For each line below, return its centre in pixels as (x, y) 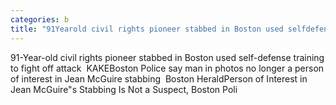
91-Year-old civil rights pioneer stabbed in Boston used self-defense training (167, 57)
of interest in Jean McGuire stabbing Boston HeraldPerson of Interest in (159, 78)
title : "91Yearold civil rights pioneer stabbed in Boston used (147, 29)
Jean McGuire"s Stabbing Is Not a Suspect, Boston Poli (124, 89)
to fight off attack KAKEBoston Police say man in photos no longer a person (167, 68)
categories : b (40, 19)
